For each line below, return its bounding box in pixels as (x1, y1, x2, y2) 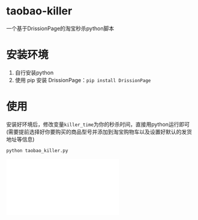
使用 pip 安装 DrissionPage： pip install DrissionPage (14, 76, 151, 83)
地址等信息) (6, 135, 35, 143)
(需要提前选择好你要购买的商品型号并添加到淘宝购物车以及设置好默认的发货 (6, 128, 193, 135)
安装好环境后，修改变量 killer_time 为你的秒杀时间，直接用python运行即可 (6, 120, 190, 128)
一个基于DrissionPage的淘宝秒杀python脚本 (6, 25, 115, 32)
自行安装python (14, 69, 54, 76)
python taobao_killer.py (6, 147, 68, 153)
